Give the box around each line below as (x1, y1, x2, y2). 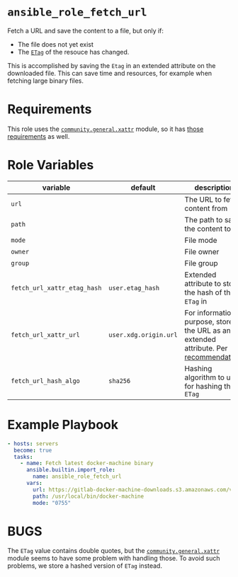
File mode (184, 235, 217, 245)
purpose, (184, 316, 215, 326)
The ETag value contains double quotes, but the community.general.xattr (7, 547, 220, 555)
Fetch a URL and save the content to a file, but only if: (7, 26, 164, 35)
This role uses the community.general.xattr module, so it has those (7, 125, 204, 133)
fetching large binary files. (7, 76, 84, 85)
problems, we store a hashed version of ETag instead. (7, 561, 163, 570)
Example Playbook (7, 417, 119, 433)
